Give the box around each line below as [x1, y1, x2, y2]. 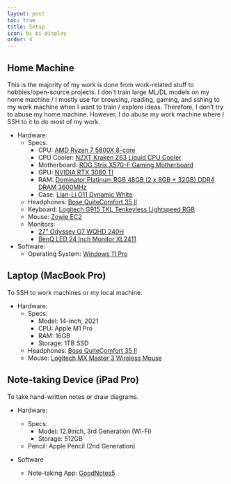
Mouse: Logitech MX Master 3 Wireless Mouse [27, 354, 162, 362]
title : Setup [7, 23, 45, 30]
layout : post [7, 10, 45, 17]
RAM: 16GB [38, 331, 71, 340]
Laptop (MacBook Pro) [7, 270, 106, 282]
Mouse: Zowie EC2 [27, 212, 82, 220]
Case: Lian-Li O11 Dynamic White [38, 190, 133, 199]
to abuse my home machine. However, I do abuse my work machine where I [7, 109, 225, 119]
